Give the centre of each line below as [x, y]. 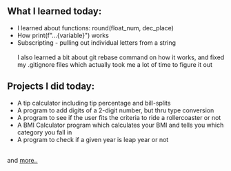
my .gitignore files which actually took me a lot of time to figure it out [114, 64]
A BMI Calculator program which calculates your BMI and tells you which [120, 125]
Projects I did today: [51, 87]
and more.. [22, 160]
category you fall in [44, 132]
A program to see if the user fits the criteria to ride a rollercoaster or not [119, 117]
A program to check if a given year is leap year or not [93, 139]
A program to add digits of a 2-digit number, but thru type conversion [115, 110]
